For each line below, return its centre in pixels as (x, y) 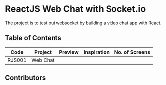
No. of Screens (132, 52)
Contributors (26, 78)
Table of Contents (33, 38)
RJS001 (17, 60)
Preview (69, 52)
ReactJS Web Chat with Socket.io (76, 9)
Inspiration (97, 52)
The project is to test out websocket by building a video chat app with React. (83, 23)
